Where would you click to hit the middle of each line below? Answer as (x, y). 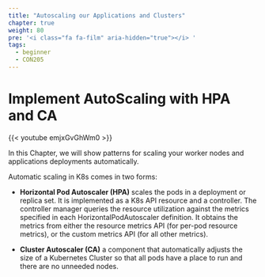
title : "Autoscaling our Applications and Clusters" (97, 15)
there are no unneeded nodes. (69, 266)
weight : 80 (26, 30)
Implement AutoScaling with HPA (119, 99)
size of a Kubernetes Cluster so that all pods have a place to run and (131, 257)
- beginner (33, 52)
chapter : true (32, 23)
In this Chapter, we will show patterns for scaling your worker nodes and (126, 153)
